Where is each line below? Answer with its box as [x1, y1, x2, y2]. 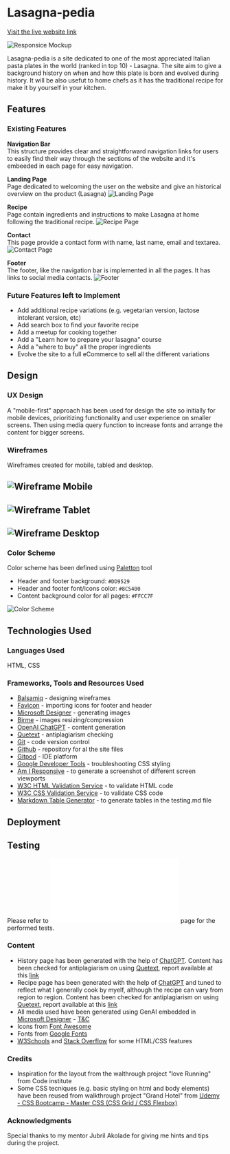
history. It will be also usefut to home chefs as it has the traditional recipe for [7, 76, 224, 84]
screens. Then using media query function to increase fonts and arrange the [7, 421, 223, 429]
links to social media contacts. [7, 273, 93, 281]
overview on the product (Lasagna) [7, 189, 106, 197]
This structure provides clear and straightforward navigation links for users [7, 146, 219, 155]
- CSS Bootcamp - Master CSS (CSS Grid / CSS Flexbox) [16, 1099, 178, 1107]
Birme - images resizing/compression [16, 716, 124, 724]
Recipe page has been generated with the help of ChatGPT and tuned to [16, 978, 222, 986]
